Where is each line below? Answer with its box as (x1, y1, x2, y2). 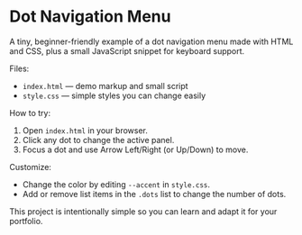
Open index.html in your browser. (22, 124, 149, 136)
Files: (9, 63, 30, 74)
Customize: (9, 161, 52, 172)
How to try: (9, 107, 51, 118)
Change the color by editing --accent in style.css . (22, 178, 210, 190)
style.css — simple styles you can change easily (22, 90, 206, 101)
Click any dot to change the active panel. (22, 134, 175, 145)
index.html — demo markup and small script (22, 80, 188, 91)
